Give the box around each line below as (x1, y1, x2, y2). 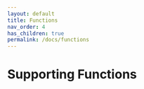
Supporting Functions (7, 67, 137, 83)
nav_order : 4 (7, 23, 46, 30)
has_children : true (7, 29, 65, 37)
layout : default (7, 10, 55, 18)
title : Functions (7, 17, 58, 24)
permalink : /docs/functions (7, 36, 90, 43)
